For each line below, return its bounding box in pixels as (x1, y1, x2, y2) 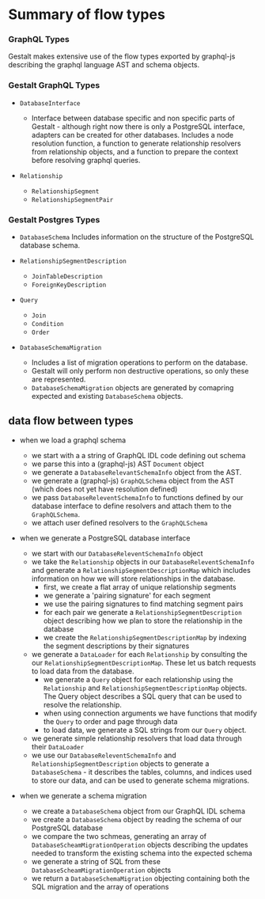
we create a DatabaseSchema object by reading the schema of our (31, 814, 243, 824)
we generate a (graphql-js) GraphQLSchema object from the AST (31, 476, 235, 485)
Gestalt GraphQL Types (8, 80, 100, 91)
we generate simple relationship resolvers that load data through (31, 734, 243, 743)
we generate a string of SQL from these (31, 856, 161, 866)
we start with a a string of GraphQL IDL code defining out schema (31, 450, 246, 460)
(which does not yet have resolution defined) (31, 484, 178, 494)
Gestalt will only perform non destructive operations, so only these (31, 366, 249, 376)
